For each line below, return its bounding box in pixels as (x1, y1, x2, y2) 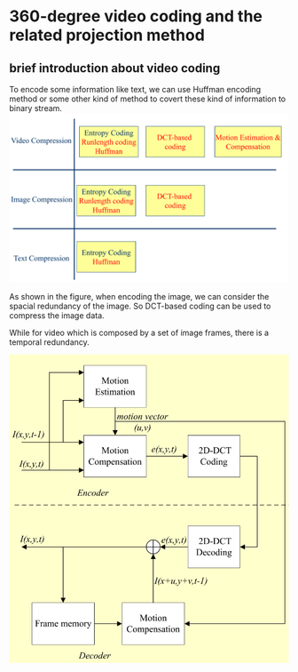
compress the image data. (9, 310, 105, 321)
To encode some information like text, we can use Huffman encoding (9, 84, 262, 94)
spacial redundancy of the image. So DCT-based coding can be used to (9, 300, 271, 312)
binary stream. (9, 103, 62, 113)
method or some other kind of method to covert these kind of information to (9, 93, 286, 104)
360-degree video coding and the (9, 6, 263, 27)
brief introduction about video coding (9, 60, 221, 76)
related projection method (9, 25, 206, 45)
